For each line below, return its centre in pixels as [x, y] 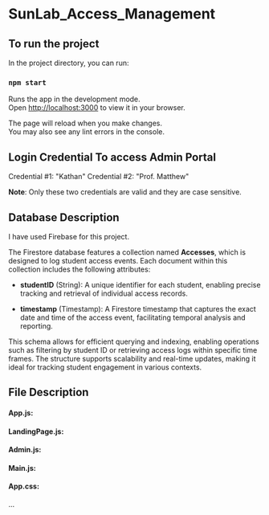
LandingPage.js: [36, 431]
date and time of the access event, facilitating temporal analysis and [133, 317]
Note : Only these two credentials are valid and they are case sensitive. [125, 192]
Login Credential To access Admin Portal [112, 157]
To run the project [54, 44]
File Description [49, 392]
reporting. [37, 325]
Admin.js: [25, 450]
